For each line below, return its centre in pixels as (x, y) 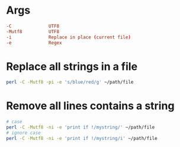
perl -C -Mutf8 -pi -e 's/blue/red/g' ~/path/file (70, 82)
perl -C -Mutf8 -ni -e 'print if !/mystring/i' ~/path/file (82, 138)
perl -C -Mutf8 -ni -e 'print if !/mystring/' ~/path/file (81, 127)
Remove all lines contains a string (90, 106)
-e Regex (34, 43)
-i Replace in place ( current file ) (69, 37)
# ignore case (24, 133)
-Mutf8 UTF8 (33, 31)
